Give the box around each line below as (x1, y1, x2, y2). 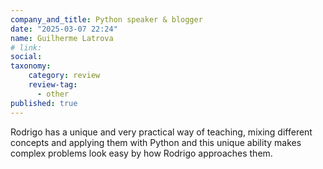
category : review (28, 71, 101, 81)
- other (36, 89, 70, 99)
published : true (10, 98, 78, 108)
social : (10, 52, 43, 62)
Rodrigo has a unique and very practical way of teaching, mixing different (10, 126, 313, 138)
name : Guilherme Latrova (10, 33, 114, 43)
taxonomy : (10, 61, 52, 71)
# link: (10, 42, 43, 53)
